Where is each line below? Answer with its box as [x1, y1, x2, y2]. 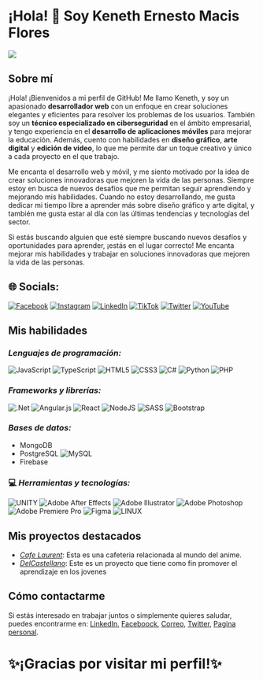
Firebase [19, 456, 49, 467]
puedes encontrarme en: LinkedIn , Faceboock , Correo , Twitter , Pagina [8, 619, 236, 628]
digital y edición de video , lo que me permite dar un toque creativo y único [8, 143, 252, 153]
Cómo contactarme [8, 589, 106, 603]
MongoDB [19, 440, 53, 449]
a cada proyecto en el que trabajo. [8, 151, 120, 161]
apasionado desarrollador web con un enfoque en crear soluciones [8, 102, 228, 111]
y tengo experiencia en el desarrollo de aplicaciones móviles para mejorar [8, 126, 252, 136]
